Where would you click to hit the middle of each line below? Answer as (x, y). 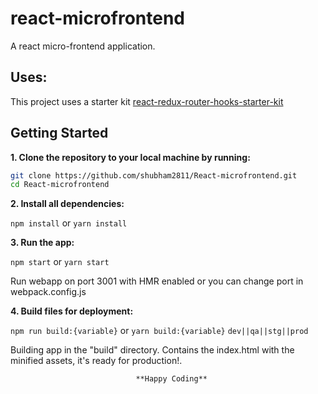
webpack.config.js (48, 292)
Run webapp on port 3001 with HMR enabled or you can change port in (157, 281)
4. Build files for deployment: (72, 311)
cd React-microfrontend (60, 185)
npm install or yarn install (69, 223)
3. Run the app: (42, 243)
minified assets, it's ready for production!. (96, 361)
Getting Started (59, 133)
